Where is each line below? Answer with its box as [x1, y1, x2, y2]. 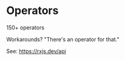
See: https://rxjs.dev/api [6, 47, 67, 55]
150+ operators [6, 24, 44, 31]
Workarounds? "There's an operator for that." [6, 35, 120, 43]
